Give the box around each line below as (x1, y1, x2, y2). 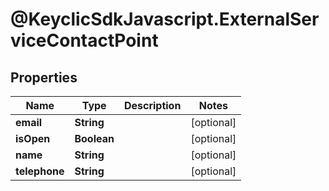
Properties (10, 69, 78, 86)
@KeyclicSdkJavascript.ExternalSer (10, 8, 320, 31)
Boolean (74, 132, 115, 145)
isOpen (15, 132, 51, 145)
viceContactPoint (10, 29, 159, 52)
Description (123, 99, 182, 112)
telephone (15, 164, 65, 178)
